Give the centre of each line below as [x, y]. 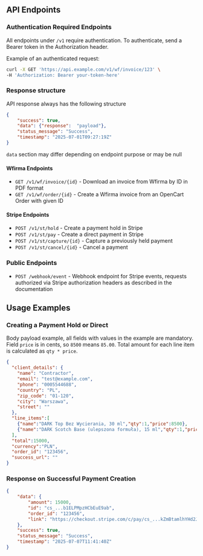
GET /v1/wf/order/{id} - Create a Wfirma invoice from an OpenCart [99, 194]
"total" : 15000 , [31, 441]
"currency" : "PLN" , [35, 446]
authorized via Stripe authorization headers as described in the [93, 283]
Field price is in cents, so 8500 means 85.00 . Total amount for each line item [101, 345]
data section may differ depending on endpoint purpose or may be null [94, 154]
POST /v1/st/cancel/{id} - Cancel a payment [71, 248]
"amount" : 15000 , [50, 503]
